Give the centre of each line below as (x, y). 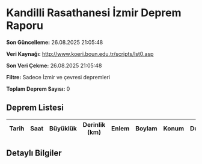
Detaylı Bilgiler (34, 153)
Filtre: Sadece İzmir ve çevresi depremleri (58, 77)
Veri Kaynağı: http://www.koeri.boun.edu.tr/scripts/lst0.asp (80, 53)
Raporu (25, 26)
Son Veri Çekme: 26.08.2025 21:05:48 (54, 65)
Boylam (146, 128)
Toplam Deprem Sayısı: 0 (38, 89)
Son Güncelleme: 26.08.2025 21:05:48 (55, 42)
